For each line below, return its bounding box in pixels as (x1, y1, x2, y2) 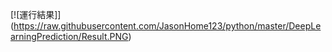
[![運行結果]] (10, 9, 62, 20)
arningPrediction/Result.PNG (10, 31, 129, 42)
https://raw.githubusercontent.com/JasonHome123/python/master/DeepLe (13, 20, 322, 32)
